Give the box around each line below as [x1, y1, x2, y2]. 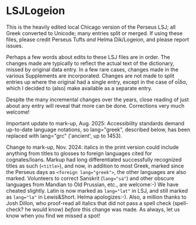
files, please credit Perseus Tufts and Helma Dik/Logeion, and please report [6, 36, 190, 43]
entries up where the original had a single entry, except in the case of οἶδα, [6, 78, 188, 86]
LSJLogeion [6, 4, 66, 18]
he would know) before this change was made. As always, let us [25, 206, 180, 213]
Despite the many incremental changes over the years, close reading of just [6, 96, 189, 103]
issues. [6, 42, 23, 49]
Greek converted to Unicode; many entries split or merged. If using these [6, 29, 183, 36]
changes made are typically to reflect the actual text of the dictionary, [6, 60, 175, 67]
